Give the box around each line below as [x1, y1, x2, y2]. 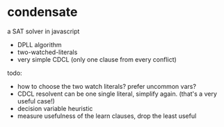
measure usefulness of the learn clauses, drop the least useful [17, 112, 197, 120]
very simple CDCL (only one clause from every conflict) [17, 55, 177, 63]
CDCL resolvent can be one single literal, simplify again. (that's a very [17, 90, 218, 98]
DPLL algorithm [17, 40, 62, 49]
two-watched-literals [17, 48, 78, 56]
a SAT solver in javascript [7, 27, 80, 35]
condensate [7, 4, 78, 20]
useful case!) [17, 96, 56, 105]
